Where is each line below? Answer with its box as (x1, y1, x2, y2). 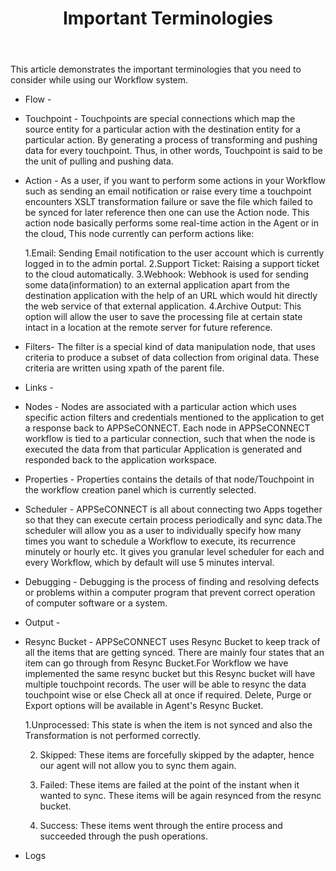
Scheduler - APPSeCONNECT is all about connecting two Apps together (24, 503, 323, 516)
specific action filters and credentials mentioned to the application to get (24, 412, 325, 424)
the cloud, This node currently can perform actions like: (24, 228, 255, 240)
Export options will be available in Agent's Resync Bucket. (24, 700, 264, 712)
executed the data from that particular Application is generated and (24, 443, 303, 456)
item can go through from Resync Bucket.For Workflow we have (24, 657, 289, 669)
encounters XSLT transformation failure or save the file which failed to (24, 196, 313, 208)
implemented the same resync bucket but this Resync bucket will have (24, 668, 316, 680)
